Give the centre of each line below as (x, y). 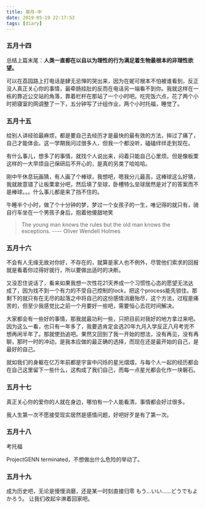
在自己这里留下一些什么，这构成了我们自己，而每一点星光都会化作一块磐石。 (103, 370)
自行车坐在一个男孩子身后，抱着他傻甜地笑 (60, 212)
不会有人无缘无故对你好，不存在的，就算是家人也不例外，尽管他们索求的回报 (103, 262)
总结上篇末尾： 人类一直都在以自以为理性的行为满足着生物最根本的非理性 (97, 60)
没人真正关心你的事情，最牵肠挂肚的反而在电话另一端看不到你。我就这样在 (100, 88)
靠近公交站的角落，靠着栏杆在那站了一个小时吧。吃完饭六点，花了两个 (105, 96)
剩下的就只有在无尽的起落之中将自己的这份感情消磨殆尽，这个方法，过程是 (100, 298)
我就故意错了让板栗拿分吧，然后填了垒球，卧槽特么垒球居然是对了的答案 (97, 184)
